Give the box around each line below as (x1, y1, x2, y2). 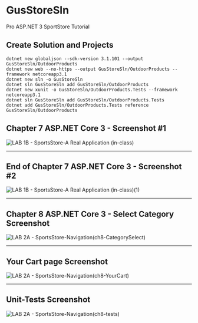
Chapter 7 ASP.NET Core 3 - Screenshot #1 (6, 123, 167, 133)
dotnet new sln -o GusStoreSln (6, 76, 83, 83)
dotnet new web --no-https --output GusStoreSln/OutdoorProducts (6, 66, 170, 72)
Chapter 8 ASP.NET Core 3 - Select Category (6, 209, 174, 219)
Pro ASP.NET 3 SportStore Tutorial (6, 23, 90, 30)
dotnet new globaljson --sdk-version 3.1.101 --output (6, 55, 144, 62)
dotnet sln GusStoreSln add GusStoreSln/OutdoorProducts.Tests (6, 97, 165, 103)
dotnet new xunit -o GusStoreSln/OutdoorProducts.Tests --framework (6, 87, 178, 93)
